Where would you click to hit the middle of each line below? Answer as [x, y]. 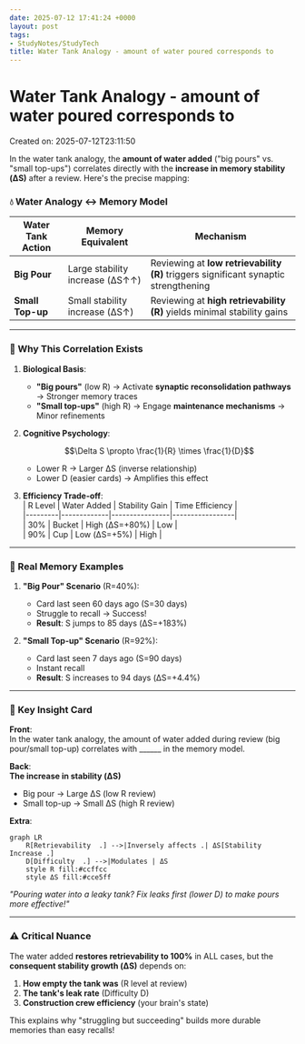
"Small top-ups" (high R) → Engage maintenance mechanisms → [161, 406]
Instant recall [60, 668]
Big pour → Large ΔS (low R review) [89, 794]
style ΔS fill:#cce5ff [69, 878]
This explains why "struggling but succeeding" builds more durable [135, 1020]
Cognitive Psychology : [66, 433]
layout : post [34, 26]
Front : [21, 729]
